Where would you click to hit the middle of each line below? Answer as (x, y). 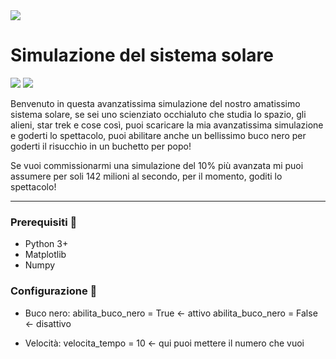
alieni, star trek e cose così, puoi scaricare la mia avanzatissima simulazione (167, 125)
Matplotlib (45, 255)
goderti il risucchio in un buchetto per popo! (101, 146)
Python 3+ (46, 244)
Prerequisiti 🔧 (44, 222)
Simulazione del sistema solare (142, 55)
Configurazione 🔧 (54, 291)
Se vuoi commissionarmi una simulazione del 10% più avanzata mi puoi (157, 165)
